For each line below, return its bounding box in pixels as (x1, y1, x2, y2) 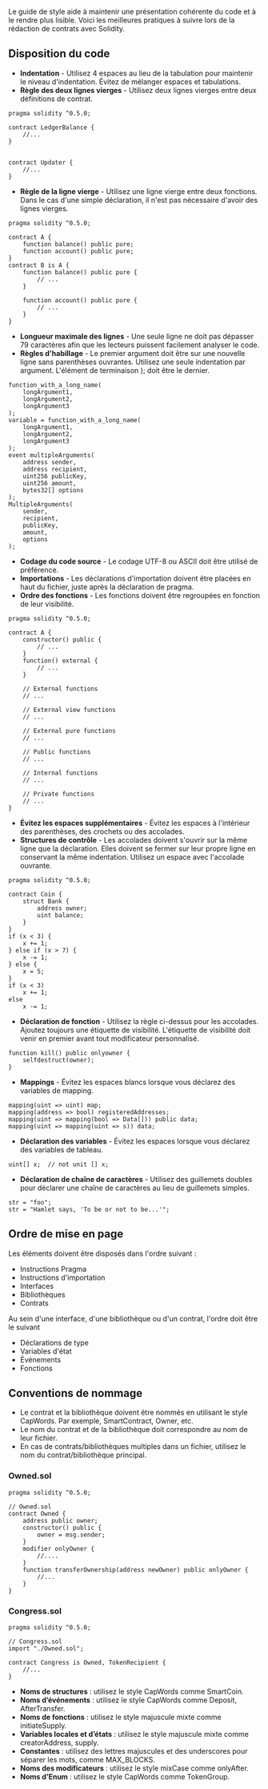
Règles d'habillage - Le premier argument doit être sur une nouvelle (19, 348, 246, 358)
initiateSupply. (19, 1721, 67, 1730)
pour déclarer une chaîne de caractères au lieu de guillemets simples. (19, 1183, 250, 1192)
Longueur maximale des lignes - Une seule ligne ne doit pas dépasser (19, 331, 254, 341)
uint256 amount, (22, 479, 78, 488)
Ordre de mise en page (8, 1227, 124, 1241)
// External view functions (22, 706, 116, 714)
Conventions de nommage (8, 1386, 142, 1400)
